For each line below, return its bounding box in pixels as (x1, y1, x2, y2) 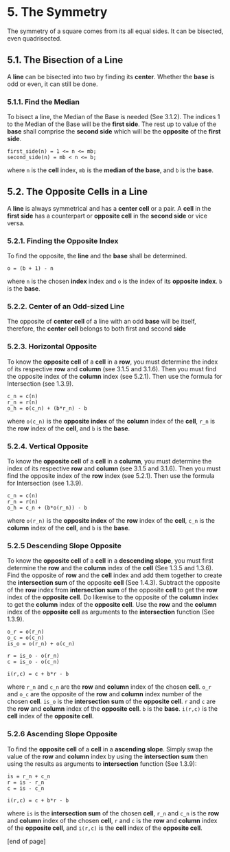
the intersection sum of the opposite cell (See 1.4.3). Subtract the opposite (7, 579, 220, 587)
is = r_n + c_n (7, 773, 51, 780)
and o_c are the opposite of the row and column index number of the (7, 690, 203, 698)
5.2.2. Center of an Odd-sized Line (7, 302, 125, 311)
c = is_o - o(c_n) (7, 658, 60, 665)
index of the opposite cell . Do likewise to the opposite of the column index (7, 593, 219, 601)
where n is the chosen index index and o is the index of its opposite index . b (7, 277, 222, 286)
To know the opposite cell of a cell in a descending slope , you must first (7, 557, 214, 565)
